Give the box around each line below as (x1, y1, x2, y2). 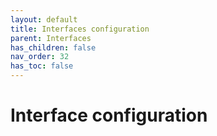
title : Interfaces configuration (10, 24, 150, 34)
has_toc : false (10, 61, 74, 71)
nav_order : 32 (10, 52, 70, 62)
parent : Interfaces (10, 33, 92, 43)
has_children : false (10, 42, 97, 53)
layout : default (10, 14, 78, 25)
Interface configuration (10, 104, 208, 127)
